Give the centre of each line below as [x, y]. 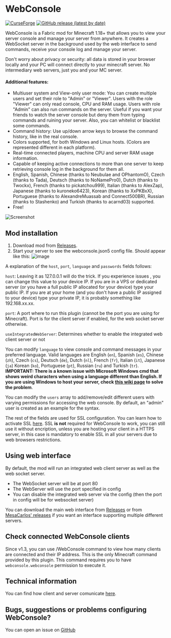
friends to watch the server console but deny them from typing [79, 115]
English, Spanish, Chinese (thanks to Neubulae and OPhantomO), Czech [89, 175]
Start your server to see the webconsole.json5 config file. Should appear [89, 250]
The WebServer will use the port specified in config [67, 489]
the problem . [19, 387]
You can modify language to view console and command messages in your [83, 349]
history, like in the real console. [45, 136]
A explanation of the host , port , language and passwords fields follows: [79, 266]
